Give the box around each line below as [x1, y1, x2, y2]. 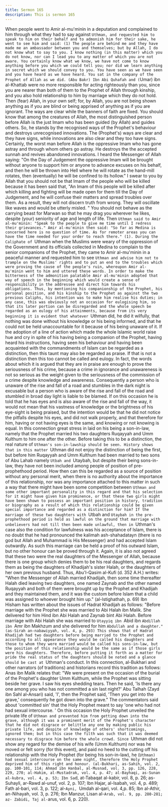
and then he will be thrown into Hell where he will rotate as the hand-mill [5, 167, 154, 173]
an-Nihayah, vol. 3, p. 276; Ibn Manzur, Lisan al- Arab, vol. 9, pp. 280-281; [5, 790, 163, 796]
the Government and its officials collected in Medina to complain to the [5, 244, 151, 250]
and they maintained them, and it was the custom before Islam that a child [5, 590, 158, 597]
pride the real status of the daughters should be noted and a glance [5, 654, 156, 660]
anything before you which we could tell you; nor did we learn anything [5, 63, 163, 68]
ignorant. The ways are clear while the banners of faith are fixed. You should [5, 108, 163, 114]
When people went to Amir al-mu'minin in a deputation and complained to [5, 26, 158, 32]
